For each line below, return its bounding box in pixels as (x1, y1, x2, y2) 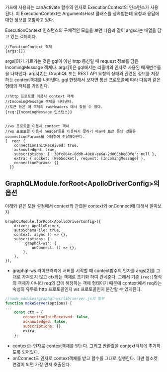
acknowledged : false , (23, 319, 68, 324)
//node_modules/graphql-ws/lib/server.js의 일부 (5, 296, 105, 301)
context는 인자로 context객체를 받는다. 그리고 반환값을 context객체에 (12, 343, 148, 349)
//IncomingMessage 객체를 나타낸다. (5, 99, 74, 104)
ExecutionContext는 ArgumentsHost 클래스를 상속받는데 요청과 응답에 (20, 10, 160, 16)
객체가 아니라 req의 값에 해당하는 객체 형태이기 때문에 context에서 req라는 (17, 280, 162, 286)
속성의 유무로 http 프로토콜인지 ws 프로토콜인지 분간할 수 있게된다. (12, 286, 142, 292)
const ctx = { (14, 310, 43, 315)
